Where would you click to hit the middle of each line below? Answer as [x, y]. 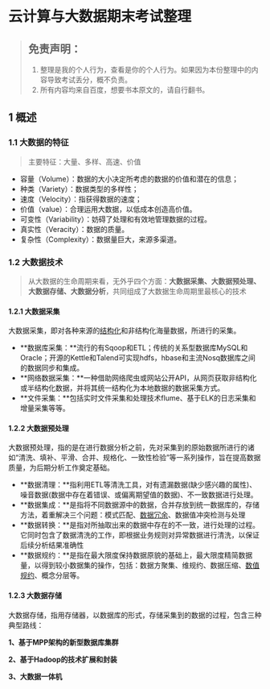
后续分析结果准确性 [52, 546]
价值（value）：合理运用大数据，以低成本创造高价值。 [108, 209]
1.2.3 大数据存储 [35, 595]
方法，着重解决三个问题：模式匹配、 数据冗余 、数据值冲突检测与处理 [133, 515]
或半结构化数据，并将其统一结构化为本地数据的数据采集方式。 [122, 388]
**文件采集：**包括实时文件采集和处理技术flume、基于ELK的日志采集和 [138, 398]
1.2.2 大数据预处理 [39, 428]
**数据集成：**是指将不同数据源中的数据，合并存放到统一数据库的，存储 [139, 505]
